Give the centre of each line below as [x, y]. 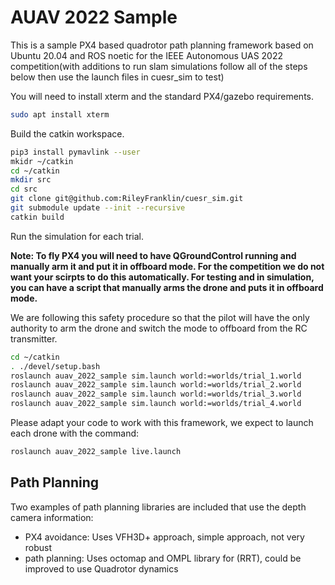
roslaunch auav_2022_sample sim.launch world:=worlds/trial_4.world [156, 404]
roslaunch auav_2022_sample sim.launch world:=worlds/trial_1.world [156, 376]
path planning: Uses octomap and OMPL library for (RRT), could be [163, 558]
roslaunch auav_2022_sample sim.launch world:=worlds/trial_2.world [156, 385]
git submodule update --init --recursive [98, 208]
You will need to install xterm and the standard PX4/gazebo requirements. [162, 96]
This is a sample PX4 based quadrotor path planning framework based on [162, 45]
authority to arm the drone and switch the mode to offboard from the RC [159, 328]
